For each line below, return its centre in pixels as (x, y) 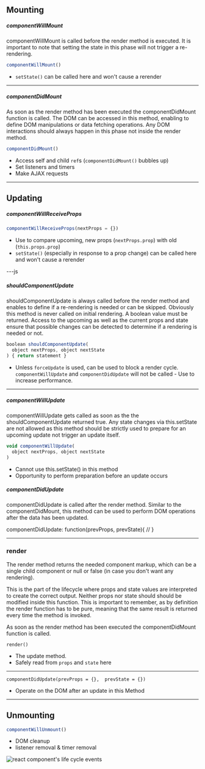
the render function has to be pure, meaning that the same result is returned (102, 609)
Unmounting (31, 716)
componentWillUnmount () (37, 729)
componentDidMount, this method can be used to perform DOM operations (101, 511)
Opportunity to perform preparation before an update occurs (91, 476)
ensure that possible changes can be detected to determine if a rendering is (102, 327)
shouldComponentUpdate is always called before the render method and (98, 301)
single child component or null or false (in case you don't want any (90, 571)
